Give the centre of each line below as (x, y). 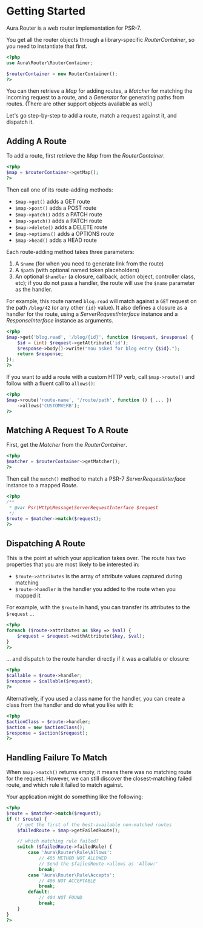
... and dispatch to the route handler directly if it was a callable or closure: (98, 659)
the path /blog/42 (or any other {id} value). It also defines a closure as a (97, 307)
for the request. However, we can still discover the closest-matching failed (99, 779)
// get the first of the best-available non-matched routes (95, 825)
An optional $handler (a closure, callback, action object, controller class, (105, 276)
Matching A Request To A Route (67, 430)
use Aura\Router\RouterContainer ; (50, 63)
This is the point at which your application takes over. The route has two (96, 558)
